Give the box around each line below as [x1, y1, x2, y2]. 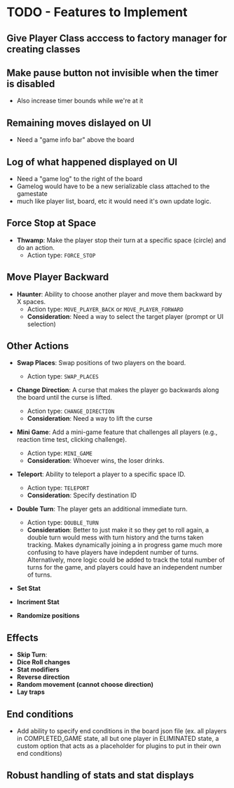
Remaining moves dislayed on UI [6, 117, 151, 129]
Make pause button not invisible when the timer [6, 67, 219, 79]
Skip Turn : [16, 650, 48, 659]
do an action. [16, 243, 55, 251]
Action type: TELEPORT [27, 484, 90, 492]
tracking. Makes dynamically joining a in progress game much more [27, 541, 223, 549]
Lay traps [16, 688, 45, 696]
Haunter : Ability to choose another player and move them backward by [16, 289, 222, 298]
